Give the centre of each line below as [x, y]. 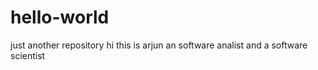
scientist [28, 55]
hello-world [60, 17]
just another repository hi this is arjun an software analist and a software [159, 45]
